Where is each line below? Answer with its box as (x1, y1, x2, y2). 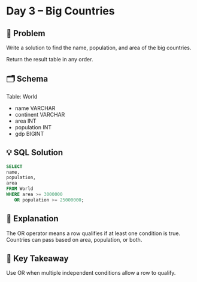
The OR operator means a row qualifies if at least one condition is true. (6, 230, 181, 237)
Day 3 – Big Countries (6, 4, 115, 18)
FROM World (6, 186, 34, 192)
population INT (14, 123, 52, 130)
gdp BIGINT (14, 130, 44, 137)
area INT (14, 117, 37, 124)
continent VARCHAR (14, 111, 65, 118)
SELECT (6, 164, 23, 170)
